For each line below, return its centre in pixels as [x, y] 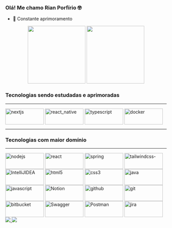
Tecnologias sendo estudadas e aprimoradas [62, 95]
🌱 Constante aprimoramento [42, 19]
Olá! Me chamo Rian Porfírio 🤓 [44, 8]
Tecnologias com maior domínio [46, 140]
